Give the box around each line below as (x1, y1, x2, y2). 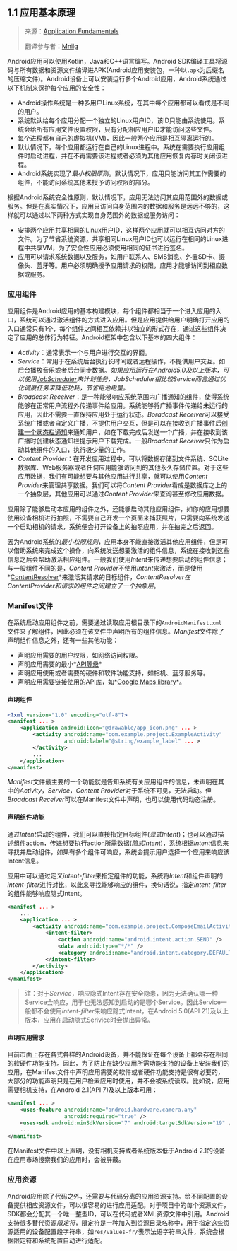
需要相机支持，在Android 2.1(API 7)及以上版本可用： (7, 1086, 159, 1094)
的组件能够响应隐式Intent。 (7, 889, 86, 897)
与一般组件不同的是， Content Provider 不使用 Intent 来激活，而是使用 (7, 564, 203, 573)
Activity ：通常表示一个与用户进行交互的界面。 (17, 349, 152, 357)
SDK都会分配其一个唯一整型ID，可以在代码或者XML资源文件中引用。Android (7, 1209, 229, 1218)
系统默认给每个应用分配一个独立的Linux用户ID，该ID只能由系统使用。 (17, 116, 219, 124)
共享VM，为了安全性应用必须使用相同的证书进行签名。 (30, 243, 189, 252)
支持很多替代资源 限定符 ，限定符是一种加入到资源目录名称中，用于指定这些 (7, 1218, 224, 1227)
